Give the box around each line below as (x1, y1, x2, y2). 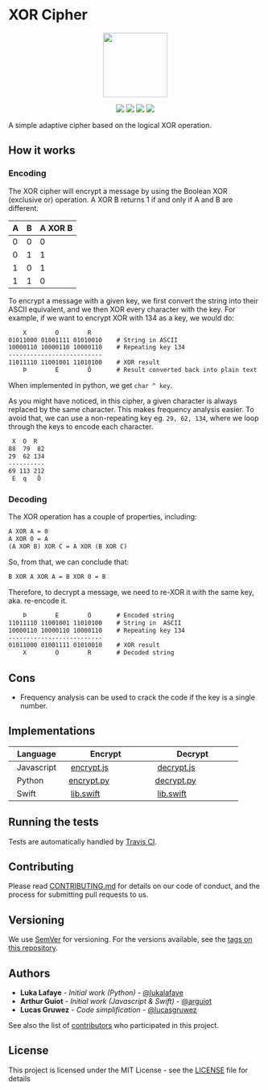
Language (17, 748, 56, 759)
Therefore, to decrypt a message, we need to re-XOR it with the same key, (8, 587, 255, 597)
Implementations (8, 725, 96, 738)
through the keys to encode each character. (8, 421, 154, 431)
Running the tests (8, 815, 99, 829)
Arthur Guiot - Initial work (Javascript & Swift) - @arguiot (19, 997, 212, 1006)
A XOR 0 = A (8, 535, 48, 543)
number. (19, 700, 48, 710)
